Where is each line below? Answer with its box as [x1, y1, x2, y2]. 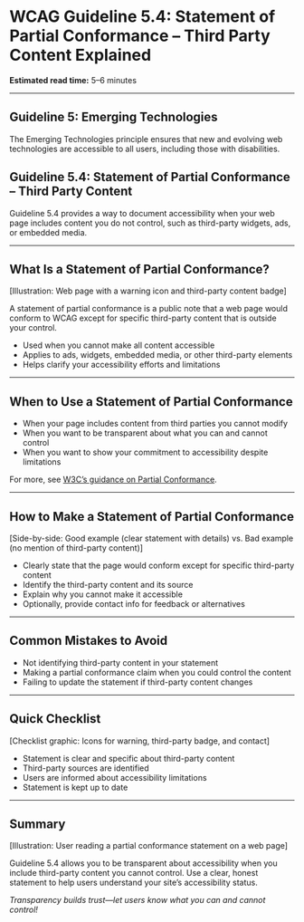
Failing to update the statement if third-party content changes [22, 677, 253, 687]
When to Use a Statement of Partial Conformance [9, 394, 293, 409]
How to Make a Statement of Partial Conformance [9, 509, 294, 524]
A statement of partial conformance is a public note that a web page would [9, 303, 288, 314]
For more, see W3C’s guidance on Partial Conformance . [9, 474, 217, 485]
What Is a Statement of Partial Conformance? [9, 261, 270, 277]
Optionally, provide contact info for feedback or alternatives [22, 599, 246, 609]
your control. [9, 322, 57, 333]
